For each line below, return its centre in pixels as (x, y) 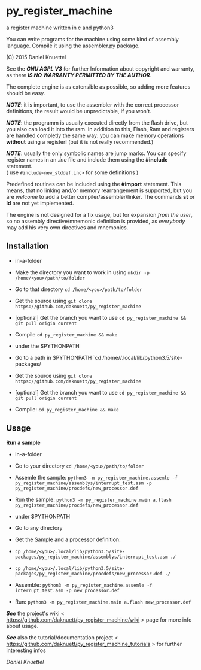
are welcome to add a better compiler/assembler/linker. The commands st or (100, 196)
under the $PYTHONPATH (47, 346)
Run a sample (23, 442)
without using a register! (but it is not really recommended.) (80, 141)
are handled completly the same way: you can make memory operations (95, 135)
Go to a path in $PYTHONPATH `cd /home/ (68, 357)
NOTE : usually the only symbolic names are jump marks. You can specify (96, 153)
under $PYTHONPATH (42, 516)
